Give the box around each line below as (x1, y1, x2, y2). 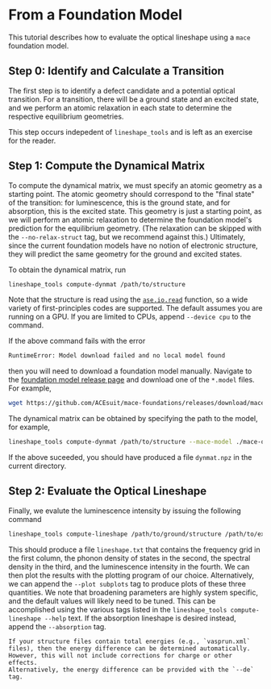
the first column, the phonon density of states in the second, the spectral (8, 553, 251, 562)
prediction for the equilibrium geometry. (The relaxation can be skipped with (8, 223, 262, 233)
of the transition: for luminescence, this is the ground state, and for (8, 198, 231, 207)
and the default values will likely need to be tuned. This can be (8, 595, 216, 606)
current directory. (8, 461, 67, 471)
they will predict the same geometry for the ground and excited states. (8, 248, 243, 259)
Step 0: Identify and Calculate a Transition (8, 65, 224, 78)
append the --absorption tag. (8, 621, 106, 631)
